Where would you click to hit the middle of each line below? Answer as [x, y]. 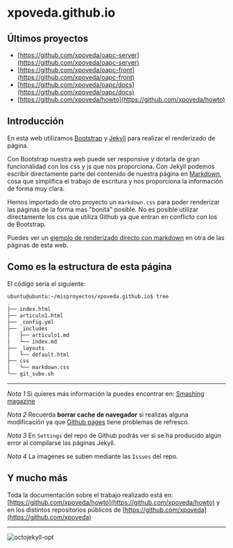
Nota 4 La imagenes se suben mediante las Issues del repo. [93, 456]
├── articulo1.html [35, 316]
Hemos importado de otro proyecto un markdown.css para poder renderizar [114, 202]
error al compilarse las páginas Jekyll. [61, 443]
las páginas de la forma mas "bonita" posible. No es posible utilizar [103, 209]
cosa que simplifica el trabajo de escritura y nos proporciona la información [115, 181]
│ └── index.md [32, 341]
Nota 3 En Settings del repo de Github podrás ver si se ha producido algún [114, 435]
